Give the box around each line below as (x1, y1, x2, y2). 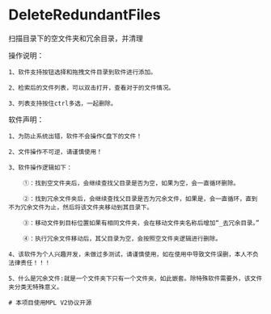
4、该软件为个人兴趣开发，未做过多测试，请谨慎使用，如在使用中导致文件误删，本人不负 (8, 250, 259, 258)
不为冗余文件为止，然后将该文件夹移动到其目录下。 (8, 203, 154, 211)
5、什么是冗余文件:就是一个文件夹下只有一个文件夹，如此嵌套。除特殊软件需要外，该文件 (8, 274, 263, 283)
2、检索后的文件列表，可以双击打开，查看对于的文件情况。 (8, 83, 176, 92)
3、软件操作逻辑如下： (8, 163, 73, 171)
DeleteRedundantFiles (8, 6, 161, 24)
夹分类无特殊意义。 (8, 283, 63, 291)
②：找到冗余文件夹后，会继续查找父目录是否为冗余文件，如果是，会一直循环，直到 (23, 195, 258, 203)
